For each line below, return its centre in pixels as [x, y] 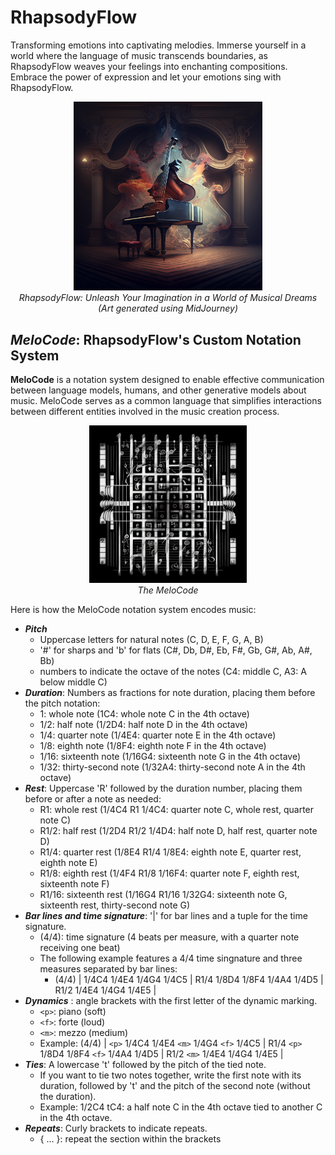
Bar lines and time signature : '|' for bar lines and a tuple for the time [166, 916]
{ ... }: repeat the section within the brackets [130, 1139]
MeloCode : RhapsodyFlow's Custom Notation [156, 339]
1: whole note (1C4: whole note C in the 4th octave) [144, 714]
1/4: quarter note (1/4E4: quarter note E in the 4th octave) [158, 735]
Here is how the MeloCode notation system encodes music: [133, 610]
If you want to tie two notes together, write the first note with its [170, 1075]
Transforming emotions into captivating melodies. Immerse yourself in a [158, 45]
